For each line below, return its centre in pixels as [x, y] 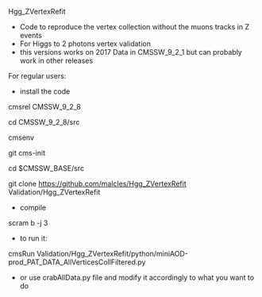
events [31, 35]
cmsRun [22, 254]
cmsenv [21, 137]
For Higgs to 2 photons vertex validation [85, 44]
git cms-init [27, 153]
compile [33, 207]
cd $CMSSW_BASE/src [46, 168]
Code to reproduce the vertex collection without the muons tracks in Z [135, 27]
